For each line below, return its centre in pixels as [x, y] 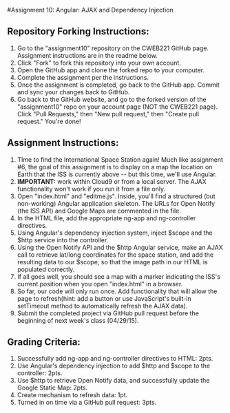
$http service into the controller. [63, 240]
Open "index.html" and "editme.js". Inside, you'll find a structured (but [116, 196]
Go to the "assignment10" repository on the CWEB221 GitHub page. [113, 48]
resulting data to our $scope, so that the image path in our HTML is [112, 262]
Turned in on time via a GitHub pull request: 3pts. [87, 403]
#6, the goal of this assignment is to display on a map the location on [115, 167]
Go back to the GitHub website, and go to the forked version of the [112, 99]
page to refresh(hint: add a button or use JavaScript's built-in [104, 298]
